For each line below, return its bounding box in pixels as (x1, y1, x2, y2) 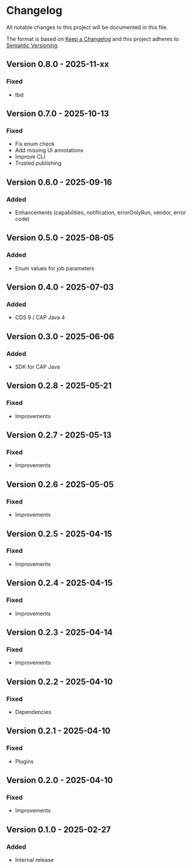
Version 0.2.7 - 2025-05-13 (6, 430, 112, 441)
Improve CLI (14, 153, 46, 161)
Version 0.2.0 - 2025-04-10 (6, 775, 113, 785)
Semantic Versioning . (6, 42, 59, 49)
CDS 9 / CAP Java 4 (14, 314, 65, 321)
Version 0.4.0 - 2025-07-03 (6, 282, 114, 293)
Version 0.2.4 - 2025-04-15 (6, 578, 113, 589)
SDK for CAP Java (14, 363, 60, 371)
